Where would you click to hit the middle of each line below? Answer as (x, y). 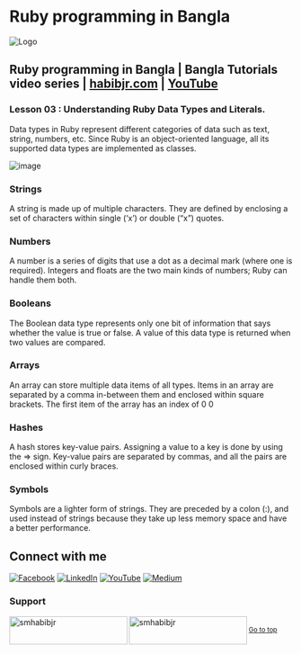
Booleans (31, 303)
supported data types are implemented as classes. (103, 148)
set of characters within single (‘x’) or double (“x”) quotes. (117, 218)
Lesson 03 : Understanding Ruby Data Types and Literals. (137, 110)
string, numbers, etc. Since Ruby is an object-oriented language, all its (139, 139)
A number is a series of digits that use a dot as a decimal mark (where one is (151, 261)
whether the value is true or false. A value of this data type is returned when (150, 332)
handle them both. (43, 280)
